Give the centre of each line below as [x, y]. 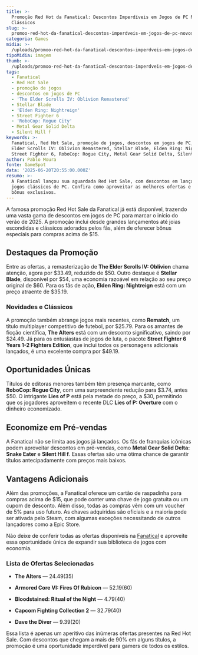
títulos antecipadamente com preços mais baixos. [66, 461]
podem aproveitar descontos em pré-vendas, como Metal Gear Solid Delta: [98, 448]
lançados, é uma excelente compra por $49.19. [63, 351]
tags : [13, 72]
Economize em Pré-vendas [57, 427]
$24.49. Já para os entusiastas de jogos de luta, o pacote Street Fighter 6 [96, 339]
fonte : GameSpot [26, 165]
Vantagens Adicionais [47, 479]
